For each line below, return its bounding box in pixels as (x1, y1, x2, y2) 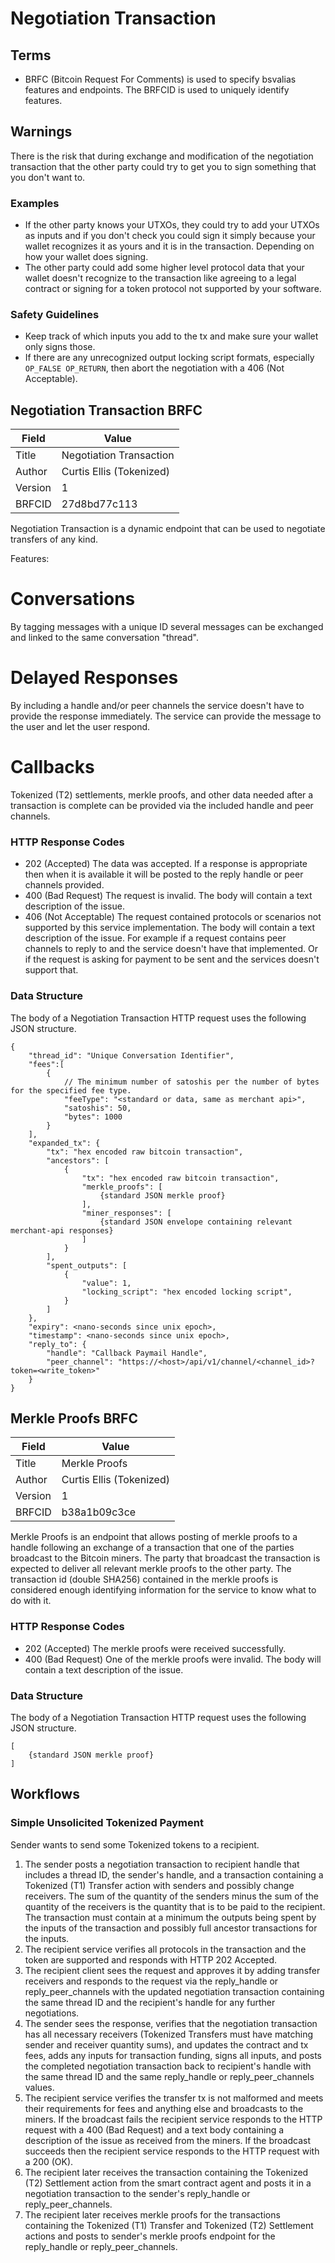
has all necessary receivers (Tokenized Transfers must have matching (24, 2028, 314, 2040)
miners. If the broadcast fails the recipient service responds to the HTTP (24, 2113, 323, 2125)
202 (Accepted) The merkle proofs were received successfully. (24, 1642, 287, 1654)
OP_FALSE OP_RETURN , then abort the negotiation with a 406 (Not (24, 362, 285, 374)
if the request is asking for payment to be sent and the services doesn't (24, 953, 320, 966)
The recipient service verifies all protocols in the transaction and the (24, 1943, 307, 1955)
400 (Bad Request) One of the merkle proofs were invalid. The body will (24, 1653, 322, 1665)
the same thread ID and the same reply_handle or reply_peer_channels (24, 2070, 315, 2082)
